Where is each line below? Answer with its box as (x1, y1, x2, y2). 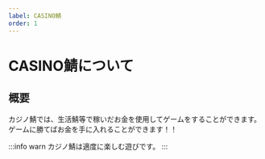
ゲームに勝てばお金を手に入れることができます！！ (8, 124, 178, 134)
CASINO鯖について (8, 56, 135, 75)
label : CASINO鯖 (8, 11, 62, 20)
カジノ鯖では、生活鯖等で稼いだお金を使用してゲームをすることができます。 (8, 114, 262, 123)
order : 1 (8, 19, 38, 27)
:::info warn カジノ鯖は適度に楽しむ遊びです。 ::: (8, 141, 168, 151)
